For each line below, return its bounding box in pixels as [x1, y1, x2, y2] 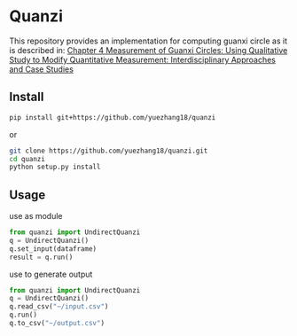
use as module [9, 211, 64, 222]
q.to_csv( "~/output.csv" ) [9, 319, 105, 328]
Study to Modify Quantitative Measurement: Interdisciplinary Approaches [9, 54, 277, 65]
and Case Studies [9, 64, 74, 74]
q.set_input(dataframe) [9, 244, 98, 254]
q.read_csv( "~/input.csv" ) [9, 302, 109, 311]
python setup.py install [9, 162, 101, 172]
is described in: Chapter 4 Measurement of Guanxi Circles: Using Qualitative [9, 44, 288, 55]
